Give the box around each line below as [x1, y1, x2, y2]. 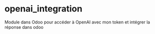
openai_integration [4, 3, 83, 14]
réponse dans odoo [4, 24, 44, 30]
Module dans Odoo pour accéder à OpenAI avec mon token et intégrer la [4, 19, 150, 25]
